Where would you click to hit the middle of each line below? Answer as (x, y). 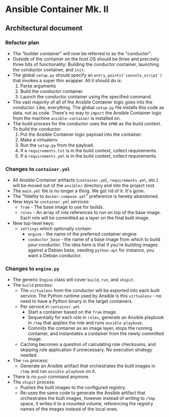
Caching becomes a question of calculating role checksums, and (88, 344)
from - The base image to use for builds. (62, 207)
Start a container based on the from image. (72, 312)
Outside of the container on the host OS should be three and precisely (86, 59)
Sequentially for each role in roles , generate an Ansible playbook (96, 318)
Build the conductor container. (52, 91)
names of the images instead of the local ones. (69, 409)
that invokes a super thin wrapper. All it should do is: (67, 80)
